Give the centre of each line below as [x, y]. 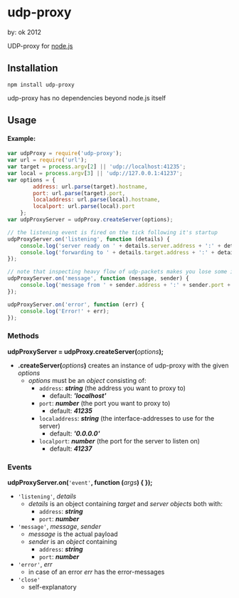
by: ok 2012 [24, 32]
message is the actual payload [73, 534]
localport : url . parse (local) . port [84, 206]
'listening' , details [47, 496]
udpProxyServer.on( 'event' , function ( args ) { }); [80, 483]
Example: [22, 138]
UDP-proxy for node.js [40, 46]
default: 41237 [71, 448]
